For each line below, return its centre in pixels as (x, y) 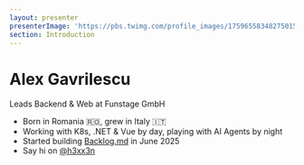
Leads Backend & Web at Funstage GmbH (87, 104)
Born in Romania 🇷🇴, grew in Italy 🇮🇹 (95, 122)
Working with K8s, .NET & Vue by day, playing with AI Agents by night (152, 132)
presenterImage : (40, 26)
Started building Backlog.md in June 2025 (101, 142)
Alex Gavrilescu (70, 79)
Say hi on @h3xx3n (59, 151)
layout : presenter (44, 18)
